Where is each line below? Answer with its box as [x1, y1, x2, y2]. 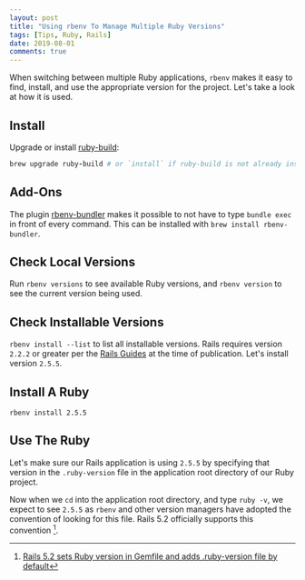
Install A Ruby [9, 384, 90, 400]
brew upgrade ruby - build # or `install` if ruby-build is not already [9, 159, 282, 168]
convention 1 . [9, 523, 59, 535]
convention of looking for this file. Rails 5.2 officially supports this [9, 513, 254, 524]
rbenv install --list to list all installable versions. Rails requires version [9, 338, 283, 350]
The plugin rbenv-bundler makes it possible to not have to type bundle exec [9, 208, 292, 219]
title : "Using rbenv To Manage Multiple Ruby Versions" [9, 22, 225, 31]
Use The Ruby [9, 433, 91, 448]
